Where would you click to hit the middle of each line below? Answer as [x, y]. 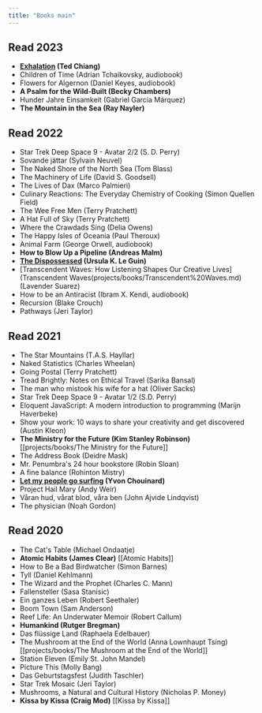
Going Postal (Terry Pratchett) [68, 372]
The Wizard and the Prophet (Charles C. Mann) [96, 583]
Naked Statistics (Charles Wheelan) [77, 364]
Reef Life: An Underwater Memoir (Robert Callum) [101, 617]
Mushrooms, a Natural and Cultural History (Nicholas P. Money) [123, 692]
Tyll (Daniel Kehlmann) [56, 575]
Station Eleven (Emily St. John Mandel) [82, 659]
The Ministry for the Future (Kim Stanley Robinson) [105, 439]
